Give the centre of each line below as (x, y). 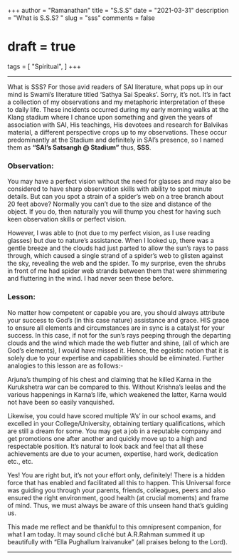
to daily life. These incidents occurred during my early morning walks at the (118, 109)
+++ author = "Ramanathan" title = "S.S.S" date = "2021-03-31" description (118, 10)
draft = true (42, 47)
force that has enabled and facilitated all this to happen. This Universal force (119, 482)
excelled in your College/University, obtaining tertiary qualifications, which (116, 423)
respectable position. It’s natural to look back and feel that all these (106, 446)
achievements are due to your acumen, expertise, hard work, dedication (113, 453)
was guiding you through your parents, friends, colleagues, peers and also (116, 490)
